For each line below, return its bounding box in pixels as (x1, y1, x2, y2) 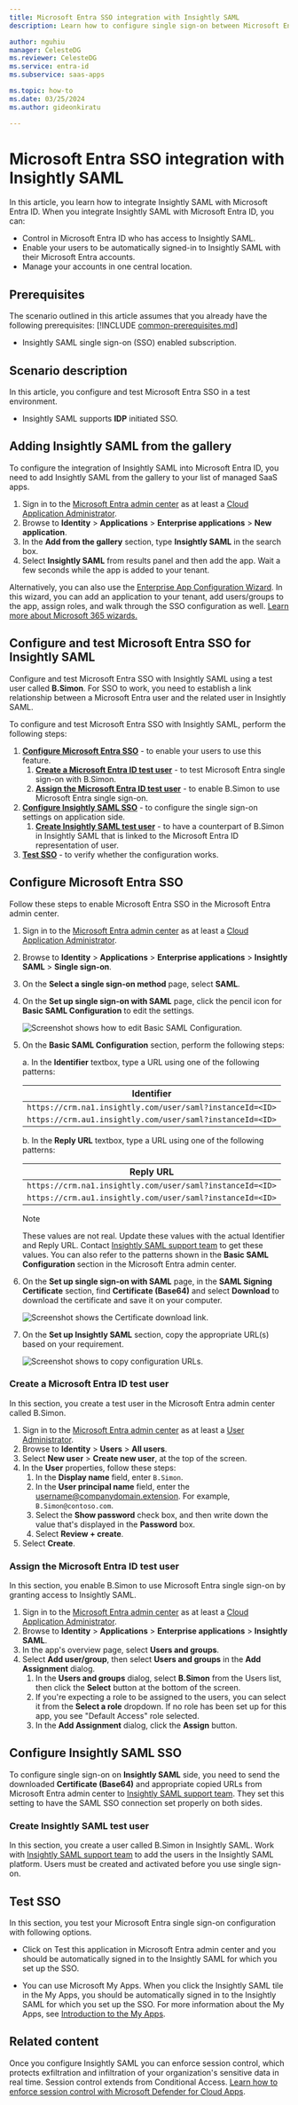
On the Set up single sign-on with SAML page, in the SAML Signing (21, 1276, 273, 1286)
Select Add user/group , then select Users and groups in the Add (21, 1654, 262, 1665)
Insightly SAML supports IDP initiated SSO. (21, 414, 179, 424)
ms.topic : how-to (9, 86, 74, 95)
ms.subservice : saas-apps (9, 70, 105, 80)
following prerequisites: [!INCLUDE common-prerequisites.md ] (9, 320, 239, 331)
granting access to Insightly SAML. (9, 1590, 137, 1601)
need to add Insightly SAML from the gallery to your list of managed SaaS (9, 471, 278, 482)
